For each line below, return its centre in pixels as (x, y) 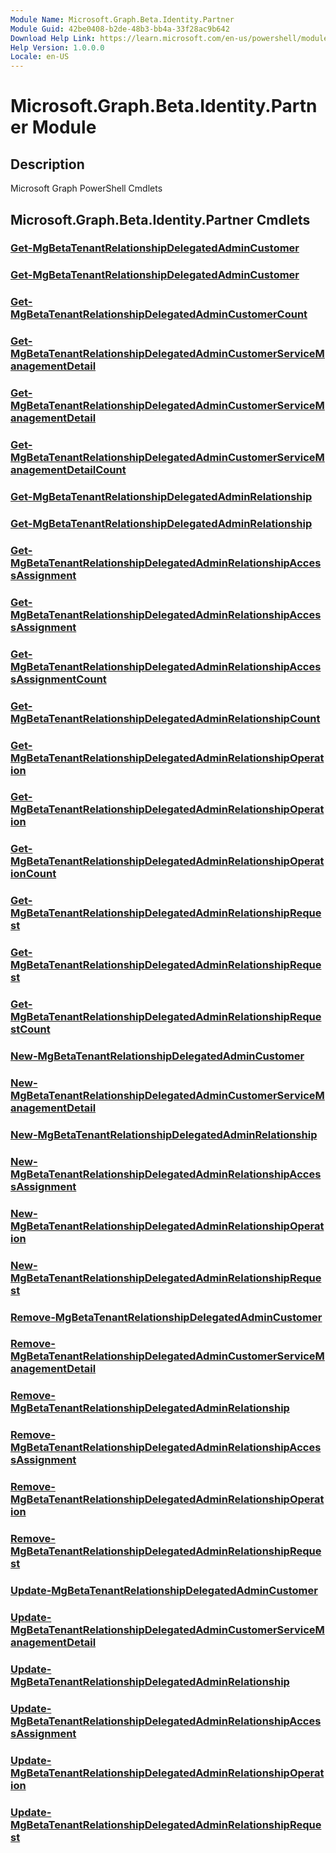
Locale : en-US (40, 57)
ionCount (33, 874)
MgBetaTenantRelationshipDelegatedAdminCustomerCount (159, 314)
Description (47, 164)
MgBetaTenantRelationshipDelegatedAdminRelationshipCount (165, 718)
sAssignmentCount (58, 679)
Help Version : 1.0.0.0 (57, 47)
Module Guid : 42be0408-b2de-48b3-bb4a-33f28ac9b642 (120, 29)
